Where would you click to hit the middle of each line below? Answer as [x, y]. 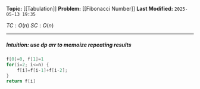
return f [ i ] [21, 81]
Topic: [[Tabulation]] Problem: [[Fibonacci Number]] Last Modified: [90, 9]
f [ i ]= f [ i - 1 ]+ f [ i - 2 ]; [42, 70]
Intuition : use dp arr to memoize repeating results [69, 45]
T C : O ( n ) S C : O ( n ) [30, 25]
